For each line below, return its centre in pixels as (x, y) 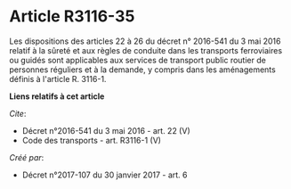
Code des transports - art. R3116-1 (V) (92, 140)
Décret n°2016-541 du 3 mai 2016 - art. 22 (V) (106, 130)
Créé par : (27, 157)
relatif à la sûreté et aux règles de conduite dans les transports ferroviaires (146, 50)
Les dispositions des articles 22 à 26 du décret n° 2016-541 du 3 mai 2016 (145, 41)
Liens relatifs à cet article (57, 96)
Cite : (18, 113)
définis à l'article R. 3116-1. (58, 78)
